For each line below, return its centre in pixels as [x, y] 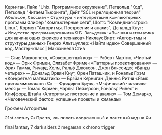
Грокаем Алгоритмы [26, 108]
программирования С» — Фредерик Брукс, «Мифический [65, 84]
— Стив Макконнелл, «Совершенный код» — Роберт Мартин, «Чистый [78, 58]
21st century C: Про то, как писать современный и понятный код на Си [78, 118]
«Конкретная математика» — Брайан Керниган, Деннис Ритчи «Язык [77, 78]
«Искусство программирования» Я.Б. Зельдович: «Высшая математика [80, 33]
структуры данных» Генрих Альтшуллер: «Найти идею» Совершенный [78, 43]
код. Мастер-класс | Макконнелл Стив [45, 48]
